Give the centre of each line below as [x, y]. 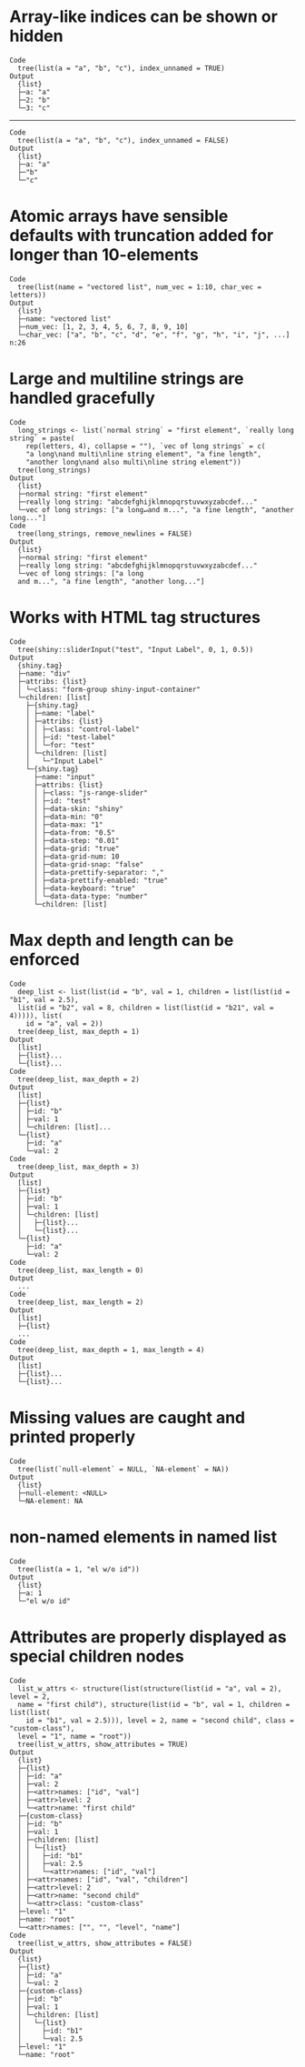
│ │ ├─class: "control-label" [83, 729]
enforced [44, 959]
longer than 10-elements [104, 255]
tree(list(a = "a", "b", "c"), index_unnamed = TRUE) [121, 68]
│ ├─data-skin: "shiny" [79, 808]
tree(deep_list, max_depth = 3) [79, 1167]
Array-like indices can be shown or [144, 17]
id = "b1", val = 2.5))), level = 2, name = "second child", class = [160, 1721]
